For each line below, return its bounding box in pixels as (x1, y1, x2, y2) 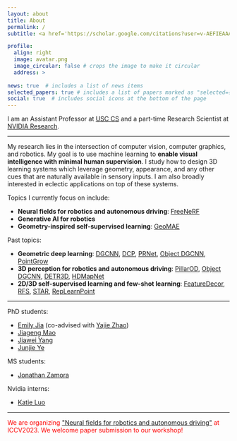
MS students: (7, 357, 46, 366)
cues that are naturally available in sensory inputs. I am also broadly (7, 172, 205, 181)
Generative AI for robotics (17, 215, 95, 223)
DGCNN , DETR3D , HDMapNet (17, 272, 104, 281)
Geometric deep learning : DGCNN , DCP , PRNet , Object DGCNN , (17, 250, 206, 258)
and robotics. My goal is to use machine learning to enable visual (7, 150, 198, 159)
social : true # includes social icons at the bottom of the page (7, 95, 207, 102)
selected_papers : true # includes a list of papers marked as (7, 89, 194, 96)
